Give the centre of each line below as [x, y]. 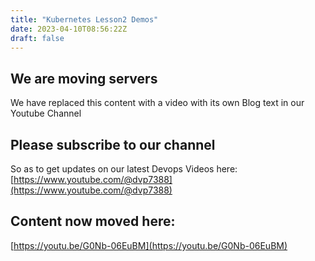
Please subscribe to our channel [113, 144]
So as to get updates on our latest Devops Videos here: [124, 169]
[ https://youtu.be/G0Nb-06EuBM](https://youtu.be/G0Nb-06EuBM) [149, 245]
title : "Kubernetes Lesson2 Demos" [84, 19]
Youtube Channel [46, 113]
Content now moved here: [93, 221]
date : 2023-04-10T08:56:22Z [69, 29]
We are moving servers [84, 78]
